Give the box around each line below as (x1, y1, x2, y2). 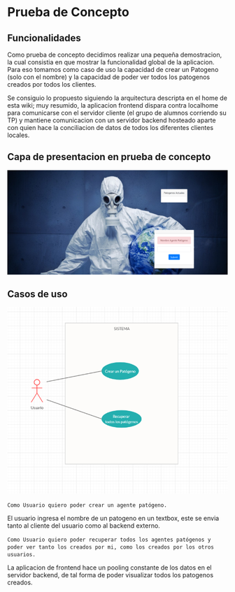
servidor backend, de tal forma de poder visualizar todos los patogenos (7, 570, 214, 579)
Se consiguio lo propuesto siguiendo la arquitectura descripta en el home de (7, 94, 227, 102)
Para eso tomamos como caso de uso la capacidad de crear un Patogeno (7, 66, 219, 73)
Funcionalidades (7, 32, 82, 44)
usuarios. (7, 551, 36, 558)
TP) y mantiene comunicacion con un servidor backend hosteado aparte (7, 116, 216, 124)
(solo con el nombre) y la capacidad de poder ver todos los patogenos (7, 73, 211, 81)
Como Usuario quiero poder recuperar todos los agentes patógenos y (7, 536, 211, 543)
